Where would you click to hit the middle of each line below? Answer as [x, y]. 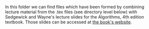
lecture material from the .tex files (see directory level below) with [71, 12]
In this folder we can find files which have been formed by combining [75, 7]
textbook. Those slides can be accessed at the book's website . [68, 22]
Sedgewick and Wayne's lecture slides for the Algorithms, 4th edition [74, 17]
